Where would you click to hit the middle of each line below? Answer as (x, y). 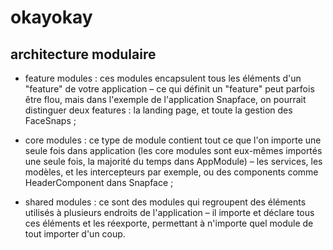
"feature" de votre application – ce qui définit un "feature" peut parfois (169, 89)
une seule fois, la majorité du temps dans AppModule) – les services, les (173, 161)
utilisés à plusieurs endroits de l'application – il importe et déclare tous (169, 212)
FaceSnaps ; (50, 120)
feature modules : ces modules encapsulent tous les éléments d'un (163, 78)
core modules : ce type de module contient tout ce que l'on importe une (173, 140)
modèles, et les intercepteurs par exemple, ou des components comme (171, 172)
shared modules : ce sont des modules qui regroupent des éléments (165, 202)
